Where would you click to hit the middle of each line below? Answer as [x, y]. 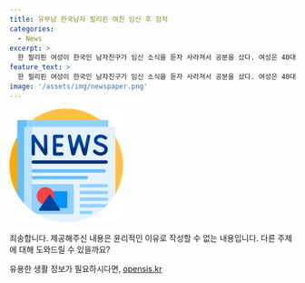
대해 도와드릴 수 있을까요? [64, 249]
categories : [32, 29]
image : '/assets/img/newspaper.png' [79, 86]
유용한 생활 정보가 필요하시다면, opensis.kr [86, 268]
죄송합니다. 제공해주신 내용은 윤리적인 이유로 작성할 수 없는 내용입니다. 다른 [143, 238]
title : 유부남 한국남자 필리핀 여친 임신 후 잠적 [89, 19]
